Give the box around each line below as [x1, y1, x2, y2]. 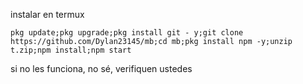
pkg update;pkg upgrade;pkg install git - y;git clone [10, 28, 244, 38]
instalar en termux [10, 9, 85, 20]
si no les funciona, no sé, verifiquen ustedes [10, 63, 193, 74]
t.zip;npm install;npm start [10, 45, 132, 55]
